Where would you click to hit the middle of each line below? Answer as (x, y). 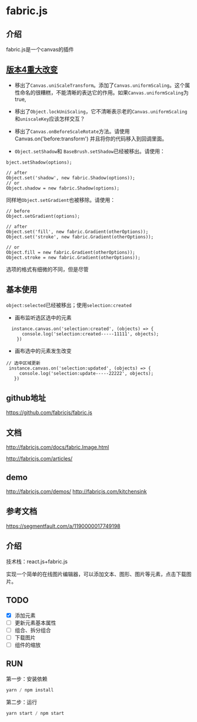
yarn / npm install (30, 690)
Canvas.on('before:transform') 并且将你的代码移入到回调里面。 (91, 138)
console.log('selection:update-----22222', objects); (86, 373)
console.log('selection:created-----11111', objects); (90, 334)
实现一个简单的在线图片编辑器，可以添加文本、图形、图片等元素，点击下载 (96, 574)
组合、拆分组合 (33, 630)
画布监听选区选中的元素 (43, 318)
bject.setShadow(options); (39, 162)
